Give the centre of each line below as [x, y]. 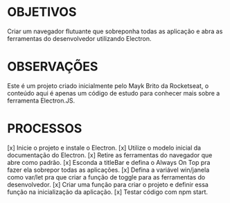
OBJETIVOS [42, 12]
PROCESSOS [45, 129]
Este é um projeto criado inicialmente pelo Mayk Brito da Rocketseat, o [108, 86]
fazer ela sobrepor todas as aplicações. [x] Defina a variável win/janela [108, 170]
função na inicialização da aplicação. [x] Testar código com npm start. [107, 192]
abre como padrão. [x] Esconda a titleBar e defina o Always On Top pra [109, 162]
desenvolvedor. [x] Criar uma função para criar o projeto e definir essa [108, 184]
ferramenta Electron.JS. [41, 100]
